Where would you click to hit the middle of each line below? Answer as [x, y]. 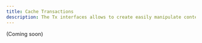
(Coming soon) [25, 34]
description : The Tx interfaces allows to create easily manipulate [94, 17]
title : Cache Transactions [40, 11]
